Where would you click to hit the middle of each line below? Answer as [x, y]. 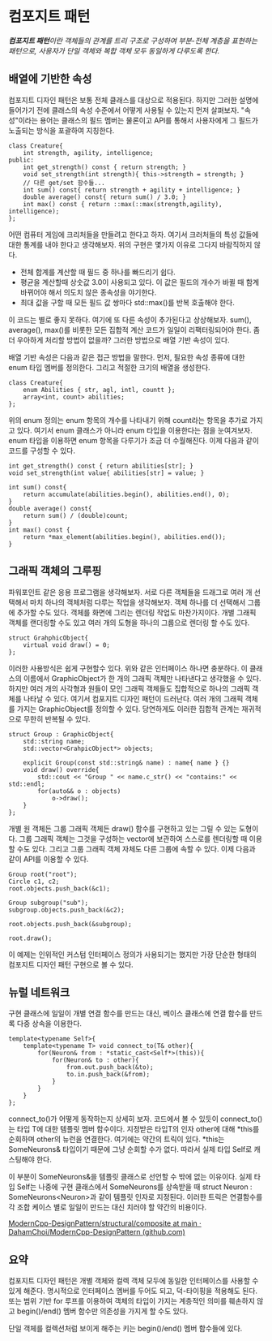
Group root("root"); [43, 874]
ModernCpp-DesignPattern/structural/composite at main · [105, 1223]
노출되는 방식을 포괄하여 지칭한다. [62, 130]
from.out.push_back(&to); [110, 1067]
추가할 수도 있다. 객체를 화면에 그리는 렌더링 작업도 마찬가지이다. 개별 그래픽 [136, 612]
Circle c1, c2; [34, 882]
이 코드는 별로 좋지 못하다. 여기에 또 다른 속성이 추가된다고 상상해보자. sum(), [130, 319]
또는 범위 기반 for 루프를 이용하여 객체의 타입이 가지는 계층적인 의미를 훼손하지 [132, 1301]
